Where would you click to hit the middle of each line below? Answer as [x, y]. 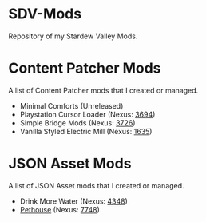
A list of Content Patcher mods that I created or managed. [103, 90]
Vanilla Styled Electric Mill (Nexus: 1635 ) [86, 131]
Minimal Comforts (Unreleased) [71, 105]
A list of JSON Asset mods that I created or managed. [97, 185]
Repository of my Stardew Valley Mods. [73, 36]
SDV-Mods [45, 14]
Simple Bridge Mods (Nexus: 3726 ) [77, 123]
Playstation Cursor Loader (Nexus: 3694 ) [87, 114]
